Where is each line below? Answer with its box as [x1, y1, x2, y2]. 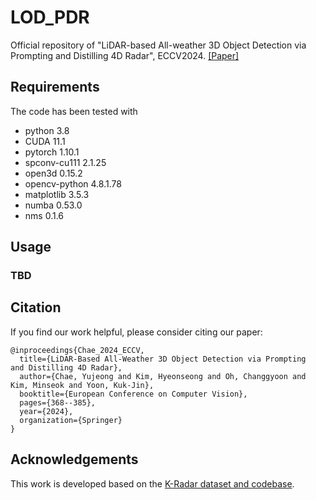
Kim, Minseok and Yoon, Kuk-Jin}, [10, 380, 155, 390]
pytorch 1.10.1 [24, 146, 80, 158]
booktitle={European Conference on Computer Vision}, [19, 389, 248, 399]
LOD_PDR [10, 6, 90, 29]
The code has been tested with [10, 105, 138, 117]
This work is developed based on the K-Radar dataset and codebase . [10, 477, 295, 490]
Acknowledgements [10, 451, 139, 468]
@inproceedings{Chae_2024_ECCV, [10, 345, 145, 355]
